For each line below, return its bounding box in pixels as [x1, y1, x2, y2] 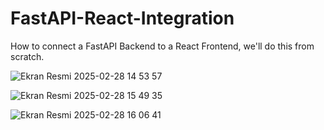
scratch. [10, 50, 45, 62]
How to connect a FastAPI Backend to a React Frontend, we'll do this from [10, 40, 315, 52]
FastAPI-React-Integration [10, 7, 235, 30]
